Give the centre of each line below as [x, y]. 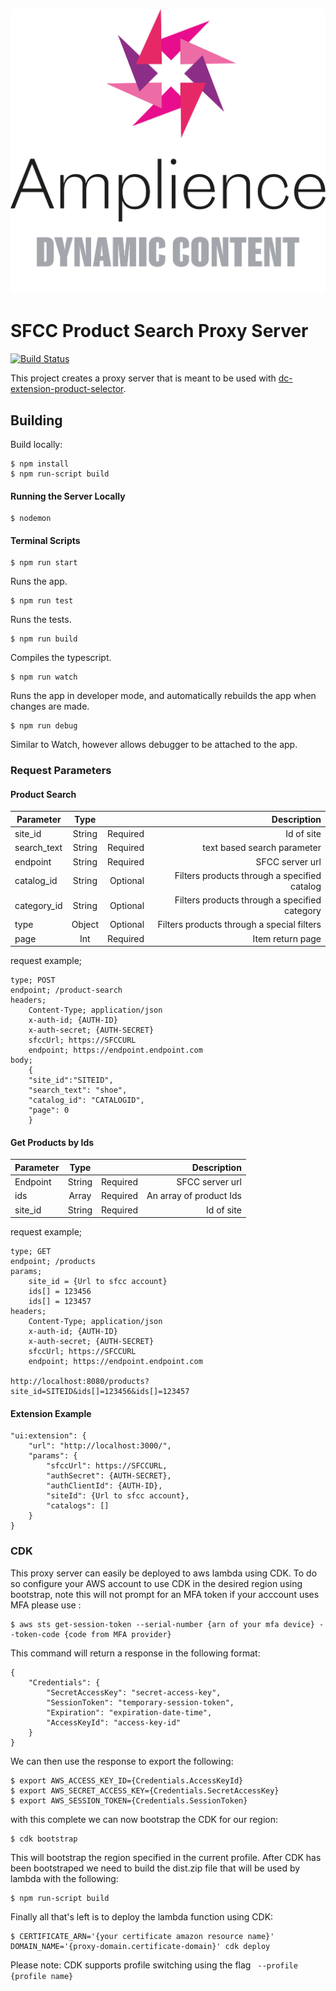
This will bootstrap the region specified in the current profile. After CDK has [166, 1857]
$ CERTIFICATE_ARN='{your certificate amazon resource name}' [142, 1936]
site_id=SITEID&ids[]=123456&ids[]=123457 [100, 1392]
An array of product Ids [194, 1196]
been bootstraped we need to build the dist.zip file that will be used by [155, 1868]
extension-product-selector [67, 389]
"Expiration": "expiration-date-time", [129, 1712]
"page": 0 [49, 1110]
